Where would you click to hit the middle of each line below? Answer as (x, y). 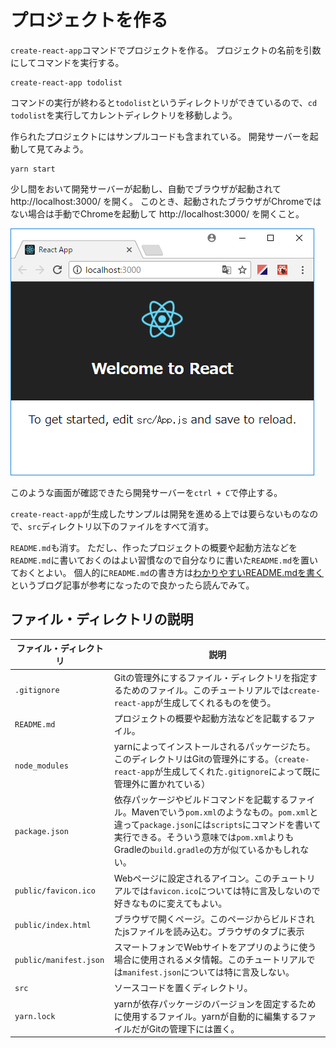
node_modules (41, 766)
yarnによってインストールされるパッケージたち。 (214, 746)
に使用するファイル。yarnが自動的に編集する (206, 1016)
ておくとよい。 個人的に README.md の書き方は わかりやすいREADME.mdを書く (167, 572)
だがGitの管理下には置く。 (185, 1028)
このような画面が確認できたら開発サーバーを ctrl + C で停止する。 (146, 492)
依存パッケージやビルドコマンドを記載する (201, 800)
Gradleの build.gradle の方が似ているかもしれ (207, 850)
